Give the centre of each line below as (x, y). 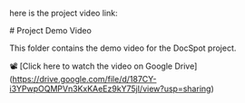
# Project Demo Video (51, 30)
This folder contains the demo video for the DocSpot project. (123, 48)
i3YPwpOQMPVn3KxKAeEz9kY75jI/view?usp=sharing (110, 89)
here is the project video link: (64, 13)
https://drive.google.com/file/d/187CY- (84, 79)
